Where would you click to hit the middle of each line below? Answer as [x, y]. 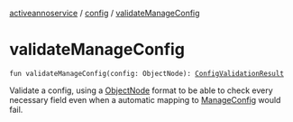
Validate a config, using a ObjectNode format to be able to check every [141, 90]
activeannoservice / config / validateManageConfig [105, 13]
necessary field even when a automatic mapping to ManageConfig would [145, 99]
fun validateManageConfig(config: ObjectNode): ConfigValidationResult [146, 73]
